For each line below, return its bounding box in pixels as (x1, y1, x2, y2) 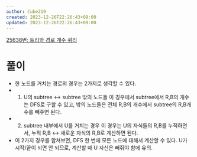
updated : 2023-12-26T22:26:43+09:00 (6, 19, 96, 25)
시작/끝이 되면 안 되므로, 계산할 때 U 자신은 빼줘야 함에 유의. (14, 144, 153, 151)
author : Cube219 (6, 8, 46, 15)
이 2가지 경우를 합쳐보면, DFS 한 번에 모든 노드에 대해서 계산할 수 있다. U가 (14, 137, 188, 144)
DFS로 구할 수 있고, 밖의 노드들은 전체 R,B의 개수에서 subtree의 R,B (30, 101, 187, 108)
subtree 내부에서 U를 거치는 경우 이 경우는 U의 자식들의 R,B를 (23, 122, 167, 129)
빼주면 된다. (34, 109, 62, 116)
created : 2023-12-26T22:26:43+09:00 (6, 14, 96, 20)
